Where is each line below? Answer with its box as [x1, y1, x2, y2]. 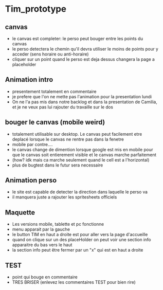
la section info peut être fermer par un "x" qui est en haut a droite [12, 247, 144, 253]
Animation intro [5, 75, 54, 84]
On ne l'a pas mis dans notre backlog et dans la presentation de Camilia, [12, 99, 157, 105]
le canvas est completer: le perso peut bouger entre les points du [12, 36, 144, 41]
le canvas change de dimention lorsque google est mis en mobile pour [12, 146, 153, 152]
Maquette [5, 208, 36, 217]
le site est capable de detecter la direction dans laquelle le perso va [12, 189, 148, 195]
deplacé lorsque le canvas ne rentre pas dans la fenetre [12, 136, 124, 142]
